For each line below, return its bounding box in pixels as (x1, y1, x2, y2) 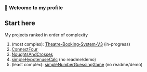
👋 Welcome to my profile (4, 4, 63, 11)
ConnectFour (11, 46, 38, 52)
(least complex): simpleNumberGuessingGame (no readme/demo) (11, 61, 143, 67)
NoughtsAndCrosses (11, 51, 53, 57)
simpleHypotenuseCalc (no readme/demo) (11, 56, 96, 62)
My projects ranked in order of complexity (4, 32, 88, 37)
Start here (4, 19, 36, 27)
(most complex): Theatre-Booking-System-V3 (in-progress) (11, 41, 131, 47)
